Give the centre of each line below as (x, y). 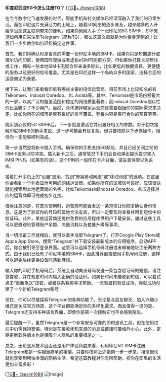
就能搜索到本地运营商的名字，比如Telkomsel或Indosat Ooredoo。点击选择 (80, 189)
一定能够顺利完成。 (33, 137)
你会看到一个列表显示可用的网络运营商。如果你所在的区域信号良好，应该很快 (83, 183)
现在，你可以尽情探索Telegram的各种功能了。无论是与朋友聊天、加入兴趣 (80, 300)
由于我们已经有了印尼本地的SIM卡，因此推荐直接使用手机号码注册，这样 (87, 254)
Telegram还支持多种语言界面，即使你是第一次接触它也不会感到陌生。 (75, 312)
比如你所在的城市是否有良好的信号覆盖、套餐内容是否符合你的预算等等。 (87, 114)
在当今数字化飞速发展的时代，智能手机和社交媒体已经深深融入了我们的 (77, 18)
